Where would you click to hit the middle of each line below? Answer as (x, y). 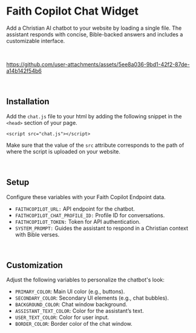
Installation (28, 102)
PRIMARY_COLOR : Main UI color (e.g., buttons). (70, 292)
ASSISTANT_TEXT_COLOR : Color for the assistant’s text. (79, 311)
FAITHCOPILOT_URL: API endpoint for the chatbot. (75, 209)
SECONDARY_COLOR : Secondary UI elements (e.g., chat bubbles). (92, 298)
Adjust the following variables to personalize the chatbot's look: (86, 280)
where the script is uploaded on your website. (64, 151)
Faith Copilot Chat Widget (73, 11)
